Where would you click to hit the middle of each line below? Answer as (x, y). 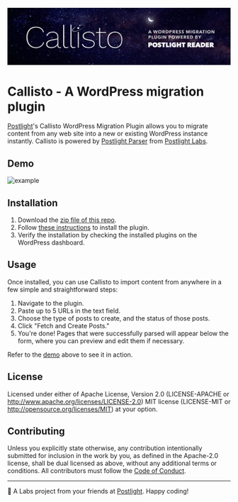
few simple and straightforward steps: (63, 289)
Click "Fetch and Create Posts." (63, 325)
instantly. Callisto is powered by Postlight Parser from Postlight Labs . (108, 141)
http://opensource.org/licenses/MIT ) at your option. (83, 409)
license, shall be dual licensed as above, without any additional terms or (112, 463)
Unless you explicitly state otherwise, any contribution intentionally (105, 448)
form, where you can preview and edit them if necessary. (101, 340)
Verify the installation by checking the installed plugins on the (107, 235)
